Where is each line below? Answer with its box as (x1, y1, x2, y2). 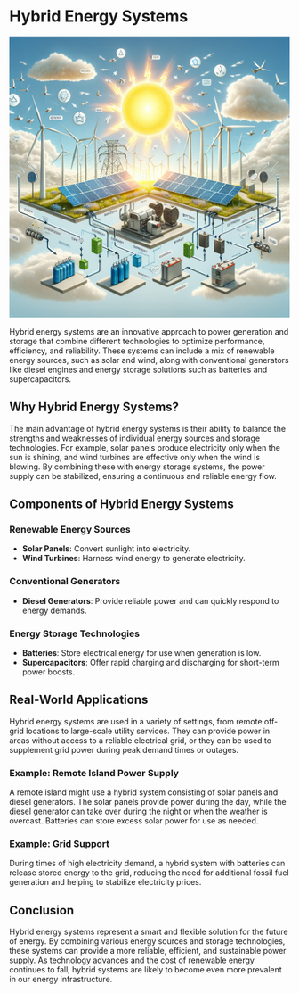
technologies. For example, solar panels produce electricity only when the (9, 442, 280, 452)
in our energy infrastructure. (9, 974, 113, 985)
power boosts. (21, 666, 76, 677)
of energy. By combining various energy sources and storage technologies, (9, 936, 286, 947)
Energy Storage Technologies (9, 627, 141, 640)
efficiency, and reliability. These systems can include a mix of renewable (9, 345, 275, 356)
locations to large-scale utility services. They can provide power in (25, 725, 271, 736)
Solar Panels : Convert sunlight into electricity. (21, 543, 191, 554)
